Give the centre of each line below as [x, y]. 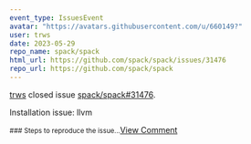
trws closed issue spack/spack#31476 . [83, 94]
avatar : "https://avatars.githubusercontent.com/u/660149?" [126, 26]
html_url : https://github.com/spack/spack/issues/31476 [118, 60]
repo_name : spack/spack [55, 52]
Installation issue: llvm [51, 112]
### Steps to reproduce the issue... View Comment [94, 129]
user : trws [30, 35]
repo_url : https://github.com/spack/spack [91, 69]
